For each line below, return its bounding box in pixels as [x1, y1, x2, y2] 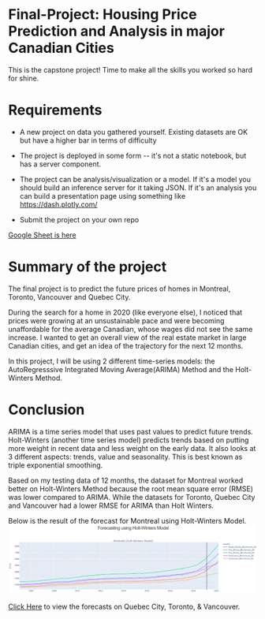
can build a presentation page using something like [19, 191, 186, 200]
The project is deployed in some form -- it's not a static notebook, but [19, 151, 247, 160]
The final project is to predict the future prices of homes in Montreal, [8, 284, 231, 293]
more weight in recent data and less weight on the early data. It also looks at [8, 443, 256, 453]
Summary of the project [8, 258, 167, 276]
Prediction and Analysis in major [8, 22, 225, 40]
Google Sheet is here [8, 230, 77, 240]
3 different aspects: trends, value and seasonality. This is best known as [8, 452, 243, 461]
